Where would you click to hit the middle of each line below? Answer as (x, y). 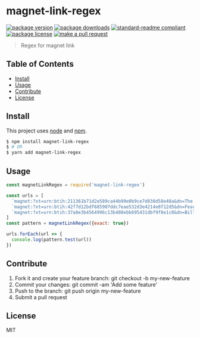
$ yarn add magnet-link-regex (44, 153)
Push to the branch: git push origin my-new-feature (78, 291)
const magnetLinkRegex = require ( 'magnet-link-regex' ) (76, 185)
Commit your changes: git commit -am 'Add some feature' (86, 284)
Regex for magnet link (48, 45)
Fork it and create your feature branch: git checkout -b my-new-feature (102, 278)
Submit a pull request (41, 297)
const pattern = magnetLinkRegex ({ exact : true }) (68, 224)
